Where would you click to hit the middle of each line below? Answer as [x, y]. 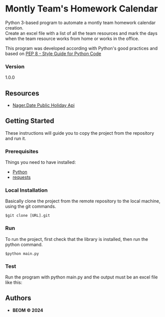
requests [21, 177]
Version [15, 67]
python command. [24, 244]
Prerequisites [22, 151]
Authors [18, 298]
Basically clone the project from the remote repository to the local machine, [83, 201]
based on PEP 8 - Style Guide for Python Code [53, 54]
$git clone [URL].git [28, 216]
